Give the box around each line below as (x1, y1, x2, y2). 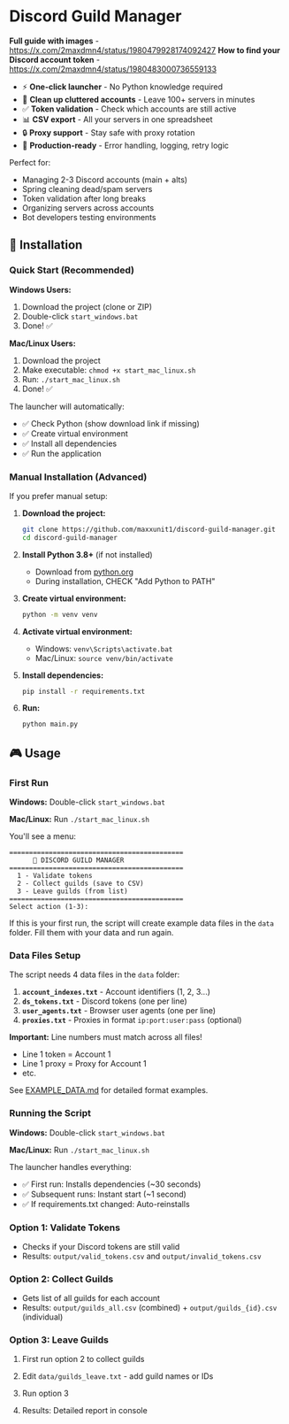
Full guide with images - (9, 35, 100, 46)
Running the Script (9, 1107, 91, 1120)
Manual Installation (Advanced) (9, 471, 148, 483)
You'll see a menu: (9, 830, 77, 842)
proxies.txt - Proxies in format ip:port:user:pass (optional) (21, 1015, 242, 1026)
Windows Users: (9, 284, 72, 295)
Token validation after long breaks (21, 193, 147, 204)
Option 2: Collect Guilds (9, 1273, 114, 1285)
